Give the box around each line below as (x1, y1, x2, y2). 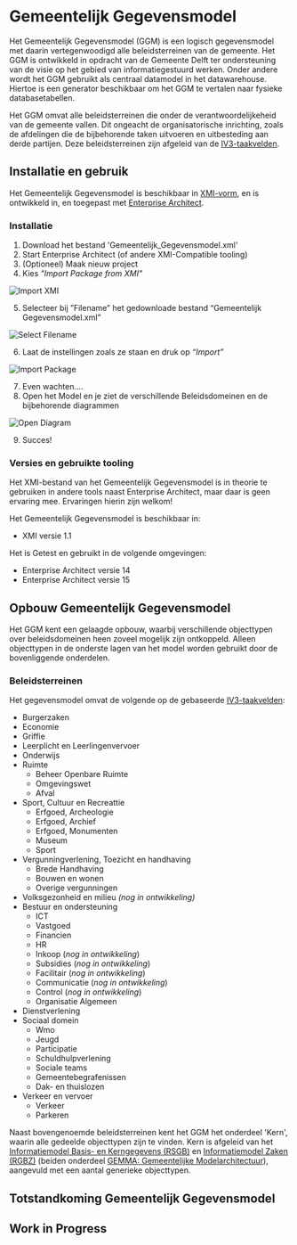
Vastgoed (35, 921, 71, 931)
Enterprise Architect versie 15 (21, 575, 131, 586)
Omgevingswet (35, 778, 92, 790)
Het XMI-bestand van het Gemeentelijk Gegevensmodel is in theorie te (9, 477, 269, 487)
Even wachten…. (21, 381, 84, 392)
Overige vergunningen (35, 882, 118, 893)
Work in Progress (9, 1221, 108, 1236)
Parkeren (35, 1110, 69, 1120)
